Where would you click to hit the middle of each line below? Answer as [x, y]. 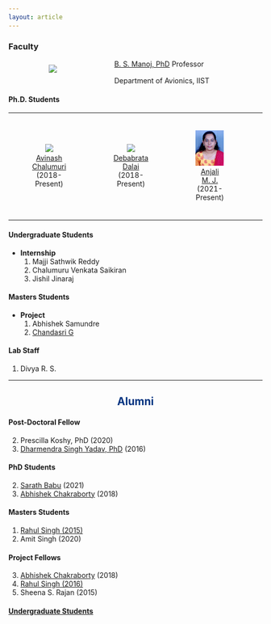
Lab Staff [24, 351]
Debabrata [131, 158]
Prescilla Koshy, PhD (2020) [67, 440]
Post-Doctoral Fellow [44, 422]
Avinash [49, 158]
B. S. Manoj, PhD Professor [159, 64]
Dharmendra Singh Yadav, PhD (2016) [83, 449]
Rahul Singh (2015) [51, 530]
